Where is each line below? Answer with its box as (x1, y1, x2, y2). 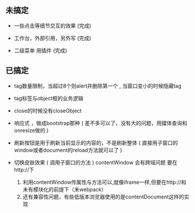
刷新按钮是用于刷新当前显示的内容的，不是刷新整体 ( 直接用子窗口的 (13, 139, 178, 146)
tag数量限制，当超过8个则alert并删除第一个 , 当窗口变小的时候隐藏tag (13, 82, 182, 89)
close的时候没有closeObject (13, 107, 82, 114)
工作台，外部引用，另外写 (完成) (13, 34, 91, 41)
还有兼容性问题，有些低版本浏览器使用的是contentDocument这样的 (22, 193, 184, 200)
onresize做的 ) (13, 127, 49, 134)
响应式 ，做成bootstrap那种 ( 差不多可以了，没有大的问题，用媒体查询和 (13, 119, 188, 127)
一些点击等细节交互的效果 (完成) (13, 22, 91, 29)
